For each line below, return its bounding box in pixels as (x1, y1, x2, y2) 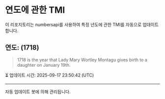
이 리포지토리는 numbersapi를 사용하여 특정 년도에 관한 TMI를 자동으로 (5, 22, 142, 27)
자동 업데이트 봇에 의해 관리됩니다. (5, 89, 71, 95)
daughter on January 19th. (17, 62, 71, 68)
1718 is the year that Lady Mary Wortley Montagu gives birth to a (17, 57, 147, 63)
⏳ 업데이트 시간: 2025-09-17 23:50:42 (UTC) (5, 72, 94, 78)
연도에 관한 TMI (5, 4, 65, 16)
